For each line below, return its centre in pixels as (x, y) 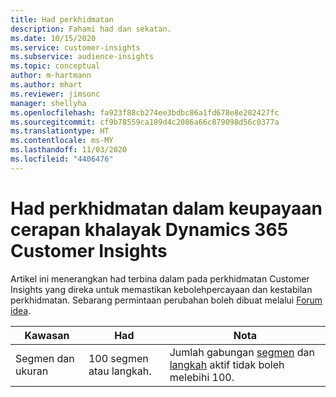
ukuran (32, 371)
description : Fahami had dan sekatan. (91, 29)
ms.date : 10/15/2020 (53, 38)
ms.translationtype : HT (60, 131)
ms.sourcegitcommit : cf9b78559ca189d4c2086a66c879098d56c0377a (145, 122)
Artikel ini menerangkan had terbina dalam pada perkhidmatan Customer (160, 278)
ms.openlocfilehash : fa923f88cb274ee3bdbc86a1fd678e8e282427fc (145, 112)
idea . (21, 310)
